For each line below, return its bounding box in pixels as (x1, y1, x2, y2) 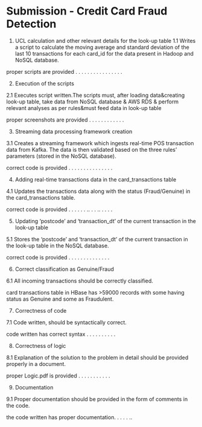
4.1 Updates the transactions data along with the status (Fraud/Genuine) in (6, 187, 191, 195)
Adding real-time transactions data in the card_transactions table (14, 175, 177, 183)
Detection (6, 17, 57, 31)
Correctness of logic (14, 342, 66, 349)
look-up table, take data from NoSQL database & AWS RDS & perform (6, 98, 179, 105)
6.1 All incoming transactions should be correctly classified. (6, 277, 154, 284)
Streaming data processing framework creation (14, 128, 133, 135)
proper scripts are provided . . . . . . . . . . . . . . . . (6, 68, 122, 75)
